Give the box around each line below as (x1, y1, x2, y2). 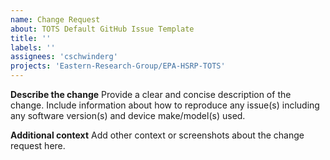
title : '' (10, 33, 52, 43)
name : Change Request (10, 14, 101, 25)
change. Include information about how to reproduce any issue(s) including (10, 99, 320, 111)
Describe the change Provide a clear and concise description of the (10, 89, 292, 100)
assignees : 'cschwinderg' (10, 52, 118, 62)
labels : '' (10, 42, 56, 53)
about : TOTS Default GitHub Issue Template (10, 24, 195, 34)
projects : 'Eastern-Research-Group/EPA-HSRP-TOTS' (10, 61, 226, 71)
